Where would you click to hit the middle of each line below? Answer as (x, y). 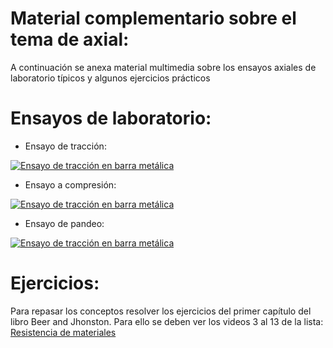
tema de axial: (70, 39)
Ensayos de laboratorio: (111, 118)
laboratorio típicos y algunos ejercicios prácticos (110, 78)
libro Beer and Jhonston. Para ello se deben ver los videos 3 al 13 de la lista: (167, 321)
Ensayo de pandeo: (64, 223)
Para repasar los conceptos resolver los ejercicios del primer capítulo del (161, 311)
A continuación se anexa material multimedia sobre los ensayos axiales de (163, 67)
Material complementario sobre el (153, 18)
